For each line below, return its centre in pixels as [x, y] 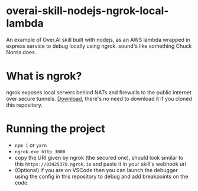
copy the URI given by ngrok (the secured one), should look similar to [99, 157]
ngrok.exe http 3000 [40, 152]
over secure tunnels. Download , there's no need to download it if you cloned [99, 98]
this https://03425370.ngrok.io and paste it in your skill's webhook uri [100, 164]
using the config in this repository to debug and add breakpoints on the [101, 176]
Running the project [56, 129]
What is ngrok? [44, 76]
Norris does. [21, 52]
